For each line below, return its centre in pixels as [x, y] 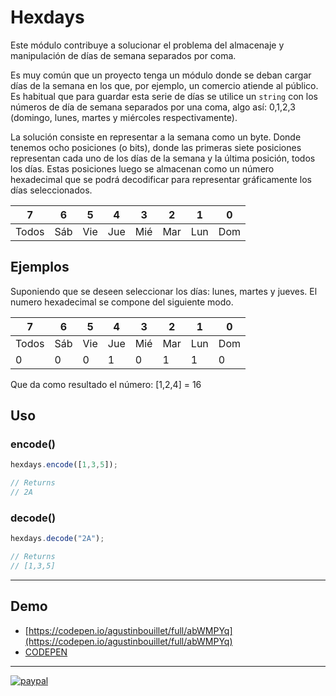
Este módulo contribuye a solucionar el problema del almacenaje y [147, 45]
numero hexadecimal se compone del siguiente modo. [122, 302]
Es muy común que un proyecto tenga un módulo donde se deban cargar [161, 75]
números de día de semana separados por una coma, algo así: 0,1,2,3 [153, 107]
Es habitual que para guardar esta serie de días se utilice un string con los [164, 96]
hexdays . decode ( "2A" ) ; [57, 539]
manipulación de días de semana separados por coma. [123, 55]
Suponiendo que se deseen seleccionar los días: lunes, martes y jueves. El [164, 291]
